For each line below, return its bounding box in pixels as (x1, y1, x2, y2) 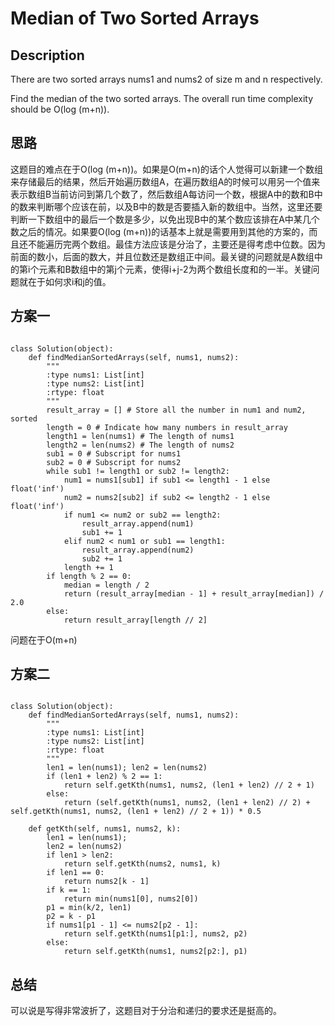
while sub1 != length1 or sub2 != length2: (46, 466, 230, 476)
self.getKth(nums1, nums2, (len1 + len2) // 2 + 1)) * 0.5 (10, 807, 262, 817)
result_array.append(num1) (81, 518, 195, 529)
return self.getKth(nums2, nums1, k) (63, 859, 222, 869)
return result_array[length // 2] (63, 615, 208, 625)
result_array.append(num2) (81, 545, 195, 555)
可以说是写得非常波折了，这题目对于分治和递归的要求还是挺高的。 (10, 1005, 282, 1017)
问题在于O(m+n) (10, 633, 78, 646)
